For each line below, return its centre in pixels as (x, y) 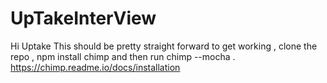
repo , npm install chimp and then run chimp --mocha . (123, 56)
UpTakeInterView (83, 18)
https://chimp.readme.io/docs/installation (95, 67)
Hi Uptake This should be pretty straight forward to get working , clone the (164, 46)
